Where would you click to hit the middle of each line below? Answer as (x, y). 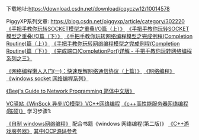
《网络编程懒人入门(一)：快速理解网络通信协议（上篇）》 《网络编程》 (91, 71)
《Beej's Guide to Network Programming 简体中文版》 (70, 91)
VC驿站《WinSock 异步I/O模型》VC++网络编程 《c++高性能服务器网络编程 (97, 104)
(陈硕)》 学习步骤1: (29, 111)
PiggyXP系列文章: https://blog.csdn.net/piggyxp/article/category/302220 (95, 21)
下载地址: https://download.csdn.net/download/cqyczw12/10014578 (88, 9)
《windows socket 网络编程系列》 (47, 78)
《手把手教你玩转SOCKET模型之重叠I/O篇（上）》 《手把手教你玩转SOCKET (98, 29)
